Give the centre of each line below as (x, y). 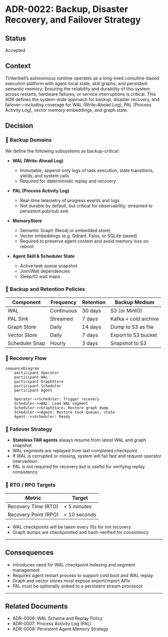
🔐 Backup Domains (28, 140)
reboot (27, 246)
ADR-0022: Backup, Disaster (67, 9)
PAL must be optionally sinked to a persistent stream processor (77, 586)
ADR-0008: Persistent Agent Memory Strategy (60, 629)
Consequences (29, 553)
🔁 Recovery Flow (26, 358)
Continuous (63, 310)
